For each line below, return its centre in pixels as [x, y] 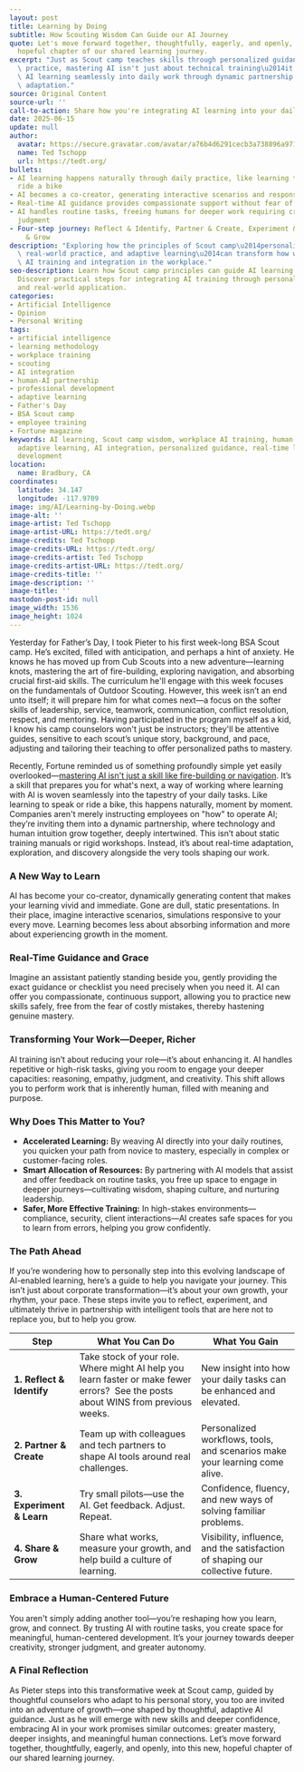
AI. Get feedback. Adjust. [132, 1505]
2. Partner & [40, 1446]
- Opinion [28, 313]
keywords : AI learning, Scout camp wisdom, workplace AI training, [139, 439]
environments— [227, 1208]
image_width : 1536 [44, 609]
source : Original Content [58, 93]
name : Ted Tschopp [52, 152]
